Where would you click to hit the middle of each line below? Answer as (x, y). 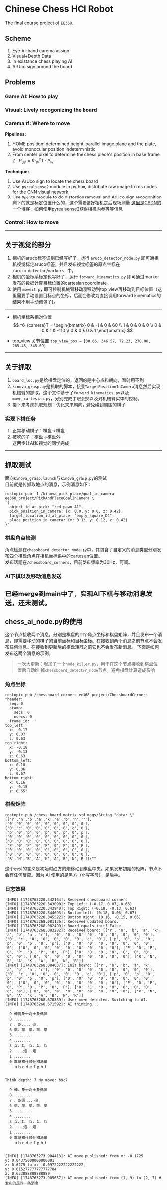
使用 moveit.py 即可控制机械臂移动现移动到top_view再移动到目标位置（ (85, 289)
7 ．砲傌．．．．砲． (26, 1101)
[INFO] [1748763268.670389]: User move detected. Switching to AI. (77, 1000)
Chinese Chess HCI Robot (59, 9)
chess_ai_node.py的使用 (44, 622)
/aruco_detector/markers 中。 (44, 270)
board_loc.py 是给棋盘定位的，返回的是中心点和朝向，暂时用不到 (78, 380)
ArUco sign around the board (42, 66)
